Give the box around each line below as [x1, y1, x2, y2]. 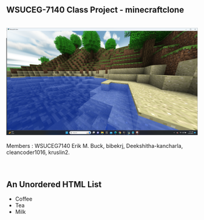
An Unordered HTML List [6, 179, 102, 190]
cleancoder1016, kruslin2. [6, 148, 70, 156]
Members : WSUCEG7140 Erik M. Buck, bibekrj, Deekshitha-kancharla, [6, 142, 183, 150]
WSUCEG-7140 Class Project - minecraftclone [6, 5, 184, 15]
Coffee [15, 195, 33, 202]
